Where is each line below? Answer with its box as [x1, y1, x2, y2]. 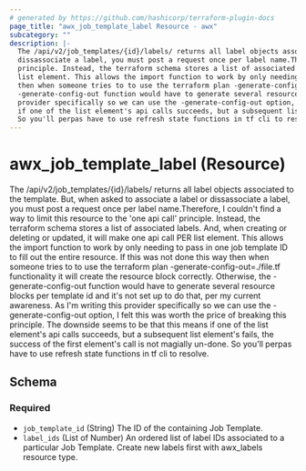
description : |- [9, 38, 71, 48]
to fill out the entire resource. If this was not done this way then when [9, 252, 270, 263]
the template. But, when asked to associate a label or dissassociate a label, [9, 194, 291, 205]
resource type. [22, 451, 78, 462]
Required [9, 402, 51, 415]
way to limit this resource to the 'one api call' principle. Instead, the [9, 213, 261, 224]
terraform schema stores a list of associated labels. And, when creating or [9, 223, 288, 234]
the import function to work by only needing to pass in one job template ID [9, 242, 289, 253]
